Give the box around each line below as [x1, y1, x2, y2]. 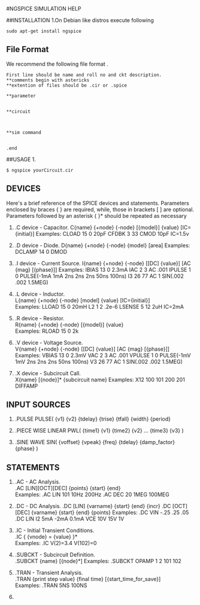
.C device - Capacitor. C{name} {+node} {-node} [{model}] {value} [14, 224, 180, 231]
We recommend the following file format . [6, 60, 109, 68]
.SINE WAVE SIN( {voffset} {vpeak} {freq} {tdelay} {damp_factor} [14, 439, 175, 446]
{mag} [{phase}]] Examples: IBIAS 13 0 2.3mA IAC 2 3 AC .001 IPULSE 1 [14, 266, 191, 273]
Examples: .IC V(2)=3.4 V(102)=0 [14, 540, 97, 547]
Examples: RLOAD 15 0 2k [14, 327, 79, 335]
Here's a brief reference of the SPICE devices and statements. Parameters [6, 199, 190, 206]
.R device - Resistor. [14, 314, 65, 322]
